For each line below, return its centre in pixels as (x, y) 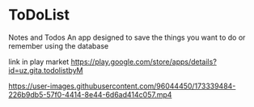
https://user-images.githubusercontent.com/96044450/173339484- (122, 86)
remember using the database (59, 45)
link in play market (39, 62)
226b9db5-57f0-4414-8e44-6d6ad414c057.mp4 (90, 94)
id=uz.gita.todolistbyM (46, 70)
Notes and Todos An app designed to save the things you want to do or (127, 37)
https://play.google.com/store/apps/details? (144, 62)
